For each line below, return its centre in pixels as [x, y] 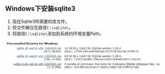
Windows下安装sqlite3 [40, 9]
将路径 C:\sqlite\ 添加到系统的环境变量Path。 [58, 34]
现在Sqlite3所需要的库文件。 [41, 21]
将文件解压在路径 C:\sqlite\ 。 [43, 27]
